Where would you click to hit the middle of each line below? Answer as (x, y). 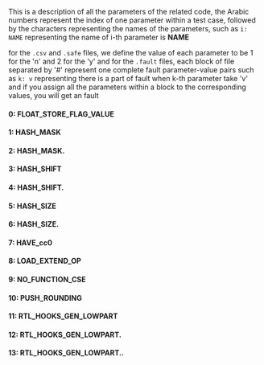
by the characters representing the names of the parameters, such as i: (128, 29)
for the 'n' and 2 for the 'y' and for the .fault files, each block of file (122, 61)
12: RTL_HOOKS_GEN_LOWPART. (65, 334)
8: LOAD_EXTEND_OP (45, 261)
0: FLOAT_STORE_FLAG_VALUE (61, 114)
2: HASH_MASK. (37, 150)
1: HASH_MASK (35, 133)
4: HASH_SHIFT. (36, 187)
